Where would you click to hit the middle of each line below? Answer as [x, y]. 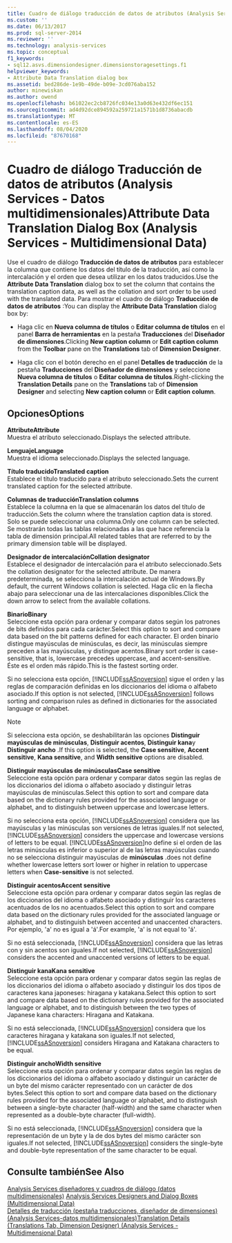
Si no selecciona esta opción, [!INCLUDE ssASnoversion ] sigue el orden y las [116, 679]
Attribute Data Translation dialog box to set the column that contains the [111, 285]
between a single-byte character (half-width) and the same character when [115, 1108]
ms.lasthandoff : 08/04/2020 [48, 129]
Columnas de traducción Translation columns [73, 499]
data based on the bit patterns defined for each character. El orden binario [113, 636]
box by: [18, 314]
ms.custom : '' [28, 20]
